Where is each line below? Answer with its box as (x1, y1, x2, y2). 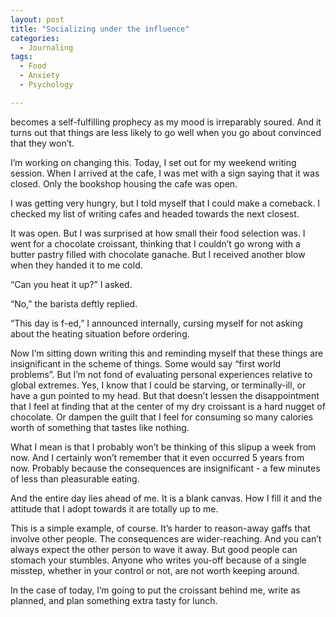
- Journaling (19, 42, 74, 53)
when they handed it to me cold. (10, 259, 143, 271)
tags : (10, 52, 33, 62)
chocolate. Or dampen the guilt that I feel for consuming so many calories (10, 411, 314, 423)
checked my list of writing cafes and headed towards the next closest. (10, 207, 300, 220)
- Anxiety (19, 71, 60, 81)
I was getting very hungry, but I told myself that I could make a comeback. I (10, 197, 321, 209)
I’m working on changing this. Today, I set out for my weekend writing (10, 156, 297, 168)
